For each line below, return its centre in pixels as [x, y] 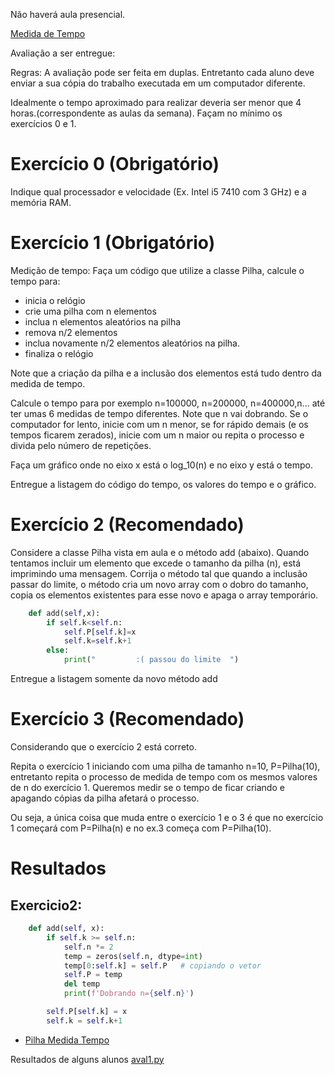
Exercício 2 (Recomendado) [127, 525]
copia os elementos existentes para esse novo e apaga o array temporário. [164, 595]
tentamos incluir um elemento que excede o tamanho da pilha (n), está [156, 563]
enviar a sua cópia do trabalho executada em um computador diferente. [158, 83]
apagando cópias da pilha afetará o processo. [105, 798]
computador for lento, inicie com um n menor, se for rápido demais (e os [159, 424]
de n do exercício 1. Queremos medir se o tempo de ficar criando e [147, 787]
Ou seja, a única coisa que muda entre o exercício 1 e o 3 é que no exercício [167, 817]
